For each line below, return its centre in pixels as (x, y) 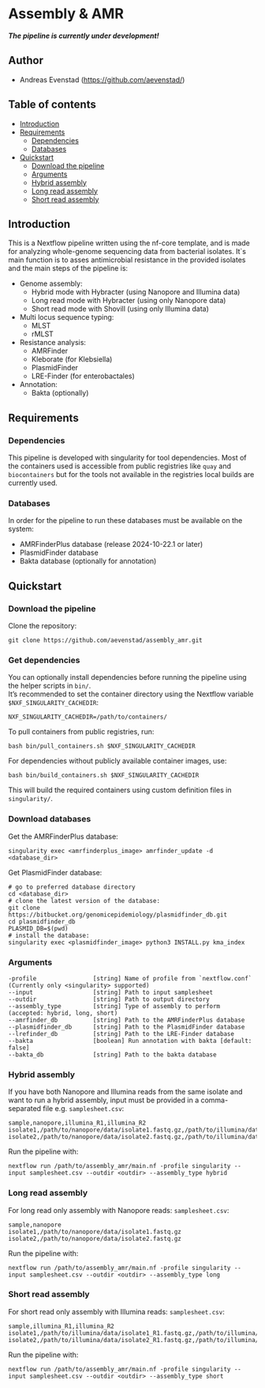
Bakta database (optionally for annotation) (88, 561)
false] (19, 1048)
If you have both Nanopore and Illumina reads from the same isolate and (125, 1092)
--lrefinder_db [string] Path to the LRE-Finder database (121, 1033)
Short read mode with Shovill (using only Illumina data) (120, 309)
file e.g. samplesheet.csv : (84, 1109)
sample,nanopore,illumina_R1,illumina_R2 (77, 1123)
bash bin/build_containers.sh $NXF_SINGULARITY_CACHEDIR (104, 776)
